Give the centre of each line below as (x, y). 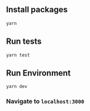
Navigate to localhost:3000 (45, 102)
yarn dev (17, 87)
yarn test (18, 55)
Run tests (24, 42)
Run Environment (39, 73)
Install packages (37, 10)
